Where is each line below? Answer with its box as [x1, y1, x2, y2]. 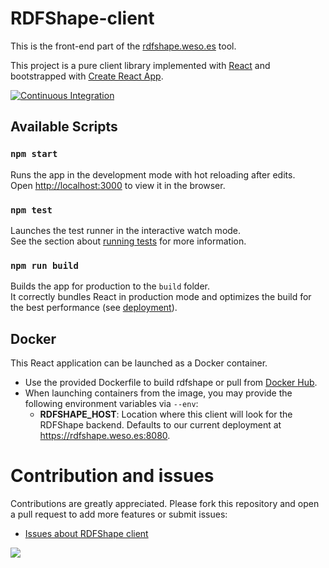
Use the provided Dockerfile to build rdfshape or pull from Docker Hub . [24, 377, 318, 389]
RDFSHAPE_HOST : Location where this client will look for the [39, 408, 293, 421]
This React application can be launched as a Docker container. [10, 357, 268, 369]
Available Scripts [10, 118, 118, 136]
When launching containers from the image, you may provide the [24, 387, 293, 399]
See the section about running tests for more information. [10, 235, 247, 247]
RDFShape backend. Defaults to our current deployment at [39, 419, 282, 431]
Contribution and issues [10, 465, 215, 487]
